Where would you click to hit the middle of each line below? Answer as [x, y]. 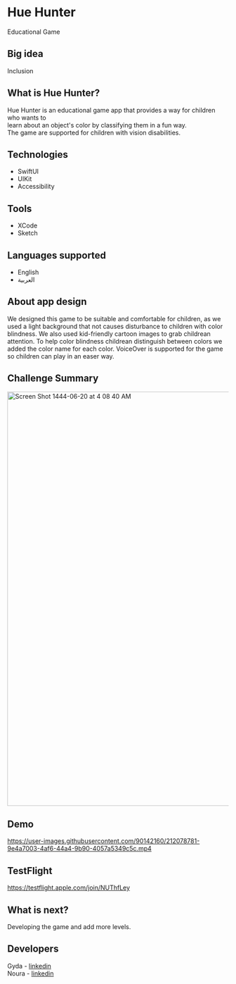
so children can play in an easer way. [61, 356]
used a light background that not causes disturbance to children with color [115, 326]
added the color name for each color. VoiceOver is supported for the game [115, 349]
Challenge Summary [53, 379]
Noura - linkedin [31, 973]
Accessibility [36, 187]
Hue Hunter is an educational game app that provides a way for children [111, 110]
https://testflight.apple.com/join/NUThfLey [69, 888]
